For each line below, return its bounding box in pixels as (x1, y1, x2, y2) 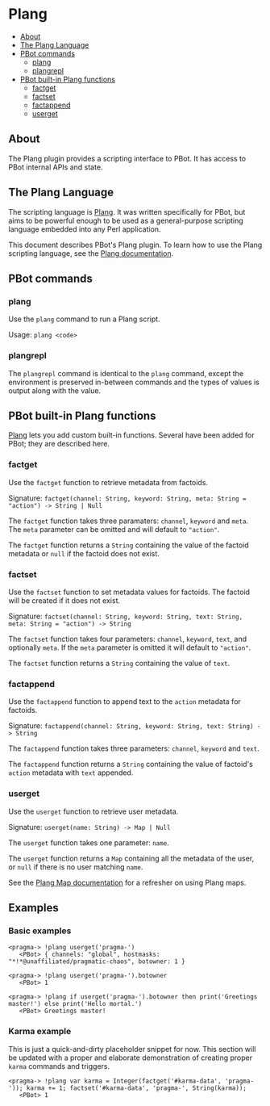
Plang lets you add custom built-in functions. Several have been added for (8, 430, 255, 440)
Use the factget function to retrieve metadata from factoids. (8, 477, 208, 487)
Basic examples (8, 925, 72, 936)
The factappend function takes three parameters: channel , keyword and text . (8, 744, 260, 753)
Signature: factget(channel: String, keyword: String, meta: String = (8, 493, 247, 503)
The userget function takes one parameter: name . (8, 837, 169, 848)
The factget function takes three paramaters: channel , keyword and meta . (8, 516, 248, 526)
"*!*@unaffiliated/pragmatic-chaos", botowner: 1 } (8, 957, 185, 966)
